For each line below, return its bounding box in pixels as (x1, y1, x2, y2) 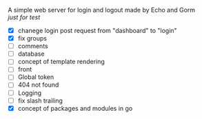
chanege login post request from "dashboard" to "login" (17, 27, 178, 34)
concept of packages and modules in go (17, 104, 133, 112)
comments (17, 42, 48, 50)
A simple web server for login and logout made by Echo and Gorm (8, 6, 196, 14)
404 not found (17, 80, 59, 89)
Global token (17, 73, 54, 81)
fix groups (17, 34, 48, 43)
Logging (17, 89, 42, 97)
